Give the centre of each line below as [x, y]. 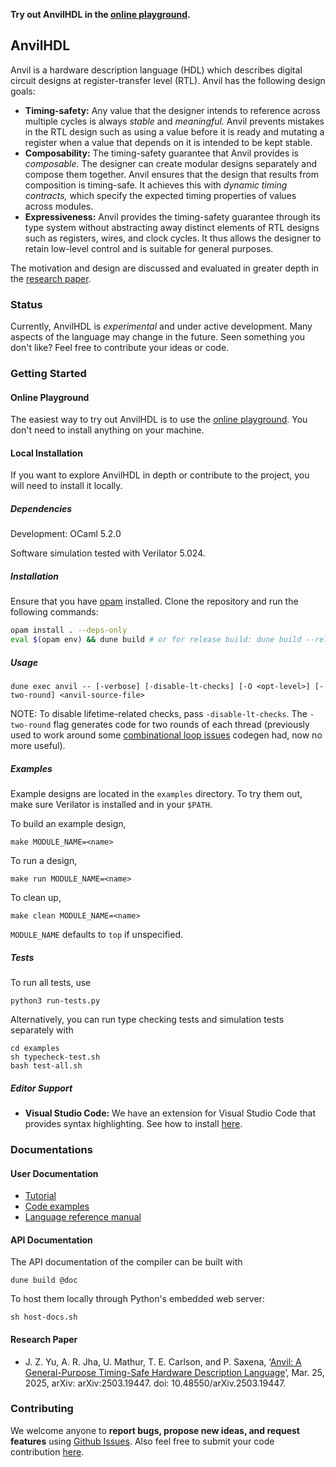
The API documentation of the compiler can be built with [126, 1262]
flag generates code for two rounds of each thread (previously [181, 725]
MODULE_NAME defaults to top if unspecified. [97, 935]
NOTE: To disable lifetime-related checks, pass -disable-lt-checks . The [159, 714]
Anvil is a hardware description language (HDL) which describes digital [156, 70]
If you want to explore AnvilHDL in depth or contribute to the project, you [160, 475]
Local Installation [46, 453]
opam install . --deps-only [69, 630]
